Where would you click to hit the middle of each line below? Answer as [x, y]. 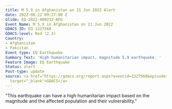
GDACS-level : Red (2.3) [31, 34]
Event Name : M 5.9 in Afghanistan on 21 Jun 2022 [59, 24]
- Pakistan [17, 48]
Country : [15, 39]
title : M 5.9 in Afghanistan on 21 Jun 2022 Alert [60, 10]
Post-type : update [25, 72]
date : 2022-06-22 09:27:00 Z [36, 15]
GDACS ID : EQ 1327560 [28, 29]
